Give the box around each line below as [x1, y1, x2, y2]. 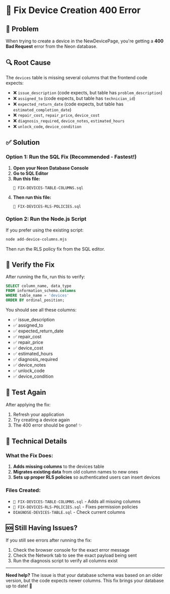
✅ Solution [6, 138, 40, 147]
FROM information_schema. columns [6, 288, 76, 293]
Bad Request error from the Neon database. [6, 43, 98, 49]
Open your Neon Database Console [13, 165, 89, 171]
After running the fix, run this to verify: [6, 274, 85, 280]
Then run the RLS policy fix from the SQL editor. [6, 246, 105, 252]
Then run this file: [13, 194, 51, 200]
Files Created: [6, 487, 41, 494]
